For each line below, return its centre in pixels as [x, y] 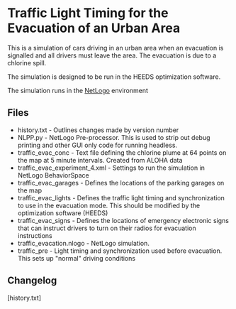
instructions [35, 235]
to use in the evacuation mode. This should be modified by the [109, 205]
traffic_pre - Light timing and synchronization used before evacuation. [120, 251]
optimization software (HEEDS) [63, 213]
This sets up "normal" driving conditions [77, 258]
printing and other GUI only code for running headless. [97, 145]
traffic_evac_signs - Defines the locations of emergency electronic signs [123, 220]
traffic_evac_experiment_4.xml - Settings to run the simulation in [111, 168]
